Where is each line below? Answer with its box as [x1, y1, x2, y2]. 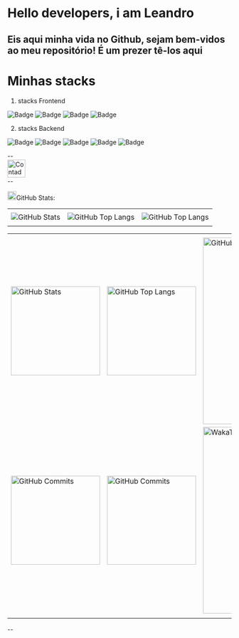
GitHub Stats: [16, 193, 55, 202]
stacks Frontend [17, 96, 65, 105]
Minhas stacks [7, 73, 96, 89]
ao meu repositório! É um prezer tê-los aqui [7, 44, 203, 56]
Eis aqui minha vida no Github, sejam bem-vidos [7, 33, 225, 46]
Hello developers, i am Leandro [7, 5, 194, 21]
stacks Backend [17, 124, 65, 132]
